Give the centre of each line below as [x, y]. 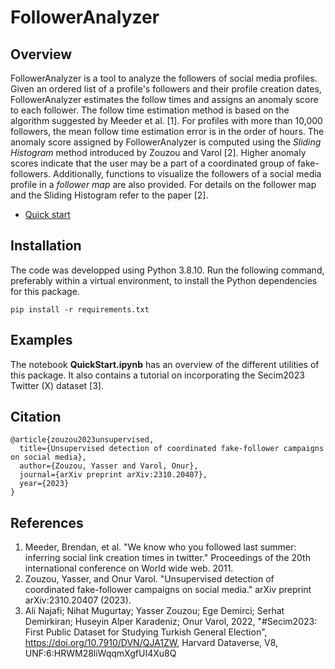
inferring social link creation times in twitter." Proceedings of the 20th [167, 558]
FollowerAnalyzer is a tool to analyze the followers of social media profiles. [164, 78]
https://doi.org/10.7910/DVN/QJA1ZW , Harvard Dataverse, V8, [151, 643]
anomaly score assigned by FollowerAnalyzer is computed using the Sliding [166, 142]
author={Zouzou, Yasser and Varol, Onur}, [109, 466]
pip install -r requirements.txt [80, 309]
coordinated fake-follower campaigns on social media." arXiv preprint [168, 590]
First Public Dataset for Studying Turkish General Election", [146, 632]
